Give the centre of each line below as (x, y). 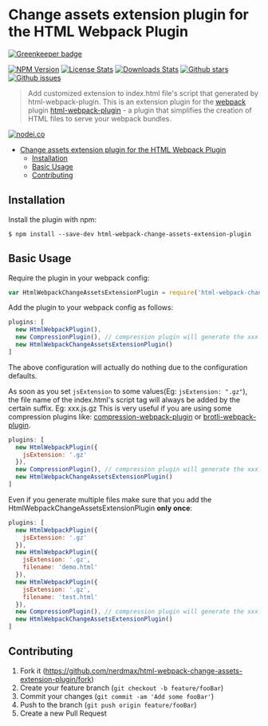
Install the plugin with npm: (53, 219)
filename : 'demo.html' (60, 567)
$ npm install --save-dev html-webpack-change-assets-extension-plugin (130, 234)
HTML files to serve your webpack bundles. (99, 118)
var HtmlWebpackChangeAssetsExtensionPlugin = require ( (103, 292)
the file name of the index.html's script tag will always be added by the (124, 399)
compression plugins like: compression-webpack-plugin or (105, 416)
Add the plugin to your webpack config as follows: (91, 307)
